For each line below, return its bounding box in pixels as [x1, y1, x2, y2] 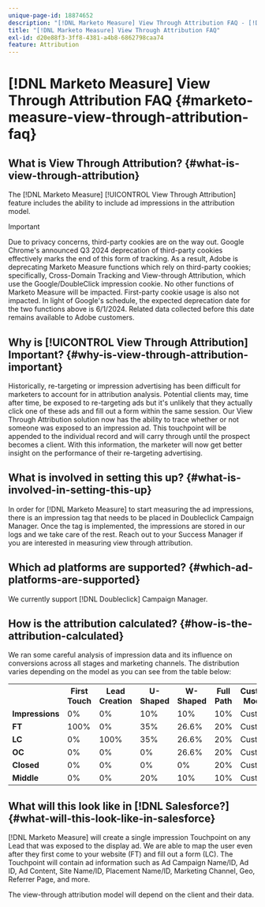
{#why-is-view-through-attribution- [65, 348, 248, 362]
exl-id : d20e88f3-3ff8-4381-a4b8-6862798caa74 [8, 33, 164, 42]
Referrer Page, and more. [8, 875, 91, 884]
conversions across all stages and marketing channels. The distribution [8, 658, 240, 668]
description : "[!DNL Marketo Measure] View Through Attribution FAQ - [8, 19, 245, 27]
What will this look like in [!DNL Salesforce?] [8, 799, 230, 813]
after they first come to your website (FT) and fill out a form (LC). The [8, 849, 233, 859]
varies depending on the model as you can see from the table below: [8, 667, 232, 677]
